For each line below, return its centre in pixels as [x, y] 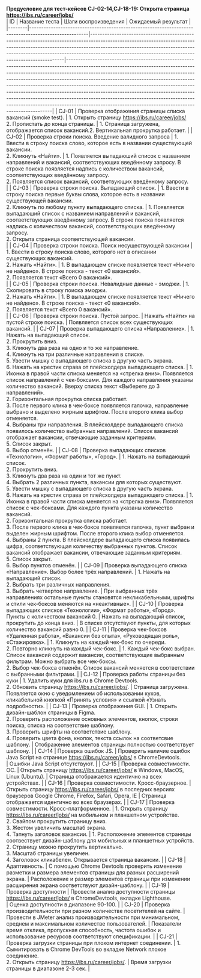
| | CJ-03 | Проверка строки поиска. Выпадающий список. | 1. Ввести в [97, 188]
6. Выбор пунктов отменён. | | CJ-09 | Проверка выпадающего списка [97, 565]
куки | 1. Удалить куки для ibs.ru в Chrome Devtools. [73, 681]
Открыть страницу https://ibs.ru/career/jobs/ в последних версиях [91, 789]
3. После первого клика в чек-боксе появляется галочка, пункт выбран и [100, 527]
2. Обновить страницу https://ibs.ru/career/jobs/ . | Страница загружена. [97, 687]
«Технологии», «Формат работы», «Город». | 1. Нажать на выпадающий [98, 456]
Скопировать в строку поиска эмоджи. [57, 290]
